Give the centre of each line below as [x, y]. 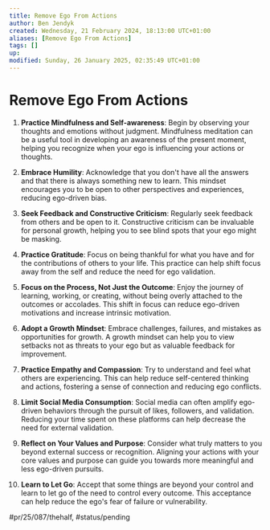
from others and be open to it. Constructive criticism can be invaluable [137, 222]
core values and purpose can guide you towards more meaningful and [137, 460]
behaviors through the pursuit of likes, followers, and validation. [149, 410]
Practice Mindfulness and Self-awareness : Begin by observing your [135, 122]
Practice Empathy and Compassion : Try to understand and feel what [136, 369]
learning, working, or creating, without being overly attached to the [132, 296]
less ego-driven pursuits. [62, 469]
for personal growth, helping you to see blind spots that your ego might [138, 230]
